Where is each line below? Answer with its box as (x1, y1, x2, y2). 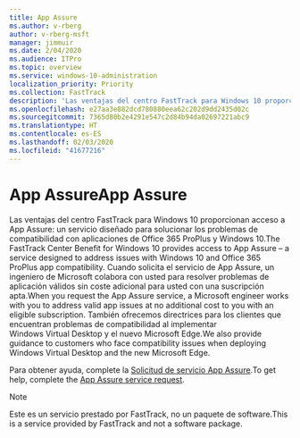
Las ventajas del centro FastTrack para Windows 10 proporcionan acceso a (9, 214, 286, 224)
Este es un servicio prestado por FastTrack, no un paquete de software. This (9, 409, 288, 419)
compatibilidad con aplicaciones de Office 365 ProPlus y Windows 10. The (9, 233, 280, 244)
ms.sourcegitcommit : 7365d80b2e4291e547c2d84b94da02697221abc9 (9, 113, 250, 122)
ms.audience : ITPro (9, 55, 82, 63)
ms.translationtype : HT (9, 122, 98, 131)
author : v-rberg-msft (9, 29, 90, 38)
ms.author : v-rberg (9, 21, 82, 30)
